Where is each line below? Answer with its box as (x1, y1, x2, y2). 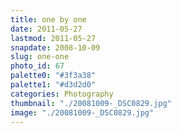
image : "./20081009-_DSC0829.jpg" (10, 107, 155, 118)
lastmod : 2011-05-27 (10, 33, 97, 43)
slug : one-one (10, 52, 70, 62)
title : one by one (10, 14, 87, 25)
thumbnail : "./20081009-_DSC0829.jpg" (10, 98, 172, 108)
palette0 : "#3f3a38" (10, 71, 97, 81)
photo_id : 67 (10, 61, 65, 71)
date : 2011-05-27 (10, 24, 83, 34)
